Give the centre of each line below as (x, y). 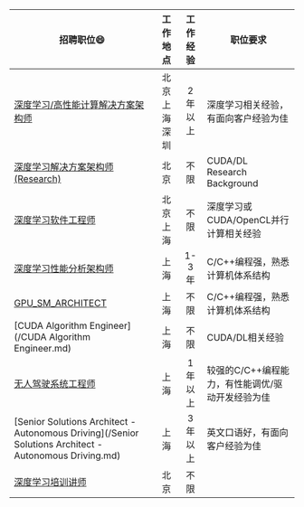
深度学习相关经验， (247, 105)
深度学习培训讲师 (51, 482)
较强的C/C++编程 (243, 370)
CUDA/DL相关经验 (246, 338)
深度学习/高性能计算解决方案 (75, 105)
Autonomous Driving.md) (67, 455)
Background (233, 183)
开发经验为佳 (243, 397)
